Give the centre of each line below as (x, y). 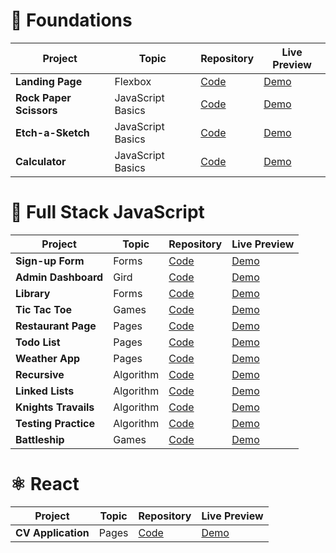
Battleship (40, 439)
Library (33, 293)
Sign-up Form (50, 261)
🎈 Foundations (71, 20)
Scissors (36, 110)
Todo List (38, 342)
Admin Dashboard (59, 277)
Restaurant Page (56, 326)
